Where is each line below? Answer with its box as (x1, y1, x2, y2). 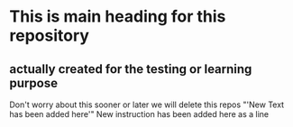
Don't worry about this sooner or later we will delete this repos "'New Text (9, 99, 285, 110)
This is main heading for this (9, 6, 226, 27)
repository (9, 25, 90, 46)
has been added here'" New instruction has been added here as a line (9, 109, 269, 119)
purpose (9, 75, 59, 91)
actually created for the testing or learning (9, 61, 252, 77)
